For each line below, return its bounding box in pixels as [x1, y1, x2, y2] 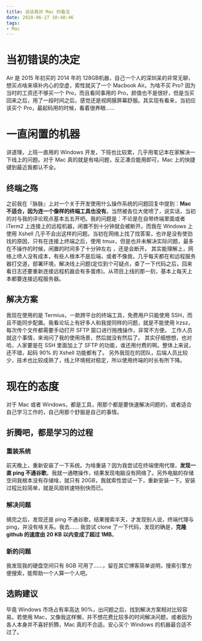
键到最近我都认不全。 [6, 163, 59, 171]
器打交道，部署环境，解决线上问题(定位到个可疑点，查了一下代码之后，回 [6, 260, 188, 267]
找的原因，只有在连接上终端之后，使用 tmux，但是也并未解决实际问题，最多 [6, 237, 194, 245]
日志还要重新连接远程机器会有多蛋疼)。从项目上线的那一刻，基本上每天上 [11, 267, 193, 275]
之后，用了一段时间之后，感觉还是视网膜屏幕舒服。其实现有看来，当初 [16, 97, 191, 104]
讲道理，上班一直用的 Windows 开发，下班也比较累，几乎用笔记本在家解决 [6, 148, 191, 156]
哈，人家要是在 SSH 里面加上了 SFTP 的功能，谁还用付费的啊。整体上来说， [6, 341, 194, 348]
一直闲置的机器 [6, 127, 81, 141]
